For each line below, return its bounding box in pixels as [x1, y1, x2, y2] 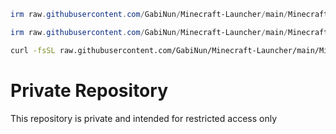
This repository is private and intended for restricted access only [10, 112, 278, 124]
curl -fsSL [10, 45, 56, 55]
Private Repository [10, 79, 168, 102]
